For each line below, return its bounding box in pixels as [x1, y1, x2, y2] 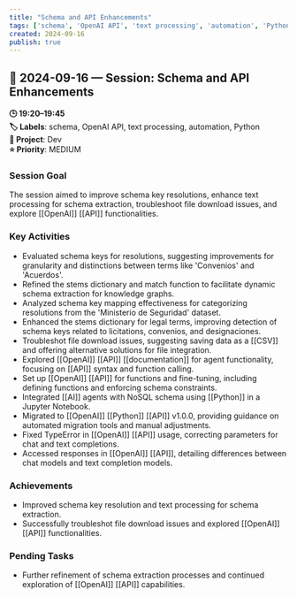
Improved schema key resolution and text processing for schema [21, 499, 259, 509]
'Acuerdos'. [21, 269, 64, 279]
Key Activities [9, 231, 71, 243]
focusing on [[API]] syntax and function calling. [21, 364, 194, 374]
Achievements [9, 479, 73, 492]
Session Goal [9, 169, 67, 181]
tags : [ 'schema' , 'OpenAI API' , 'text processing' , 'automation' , [9, 21, 259, 30]
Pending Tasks [9, 549, 74, 562]
